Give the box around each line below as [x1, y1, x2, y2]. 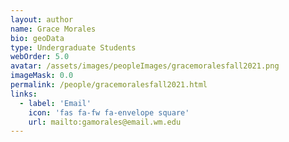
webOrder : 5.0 [10, 52, 70, 62]
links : [10, 89, 38, 99]
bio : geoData [10, 33, 65, 43]
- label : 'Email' [19, 98, 92, 108]
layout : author [10, 14, 74, 25]
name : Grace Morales [10, 24, 97, 34]
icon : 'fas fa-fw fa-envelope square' [28, 107, 190, 118]
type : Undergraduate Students [10, 42, 137, 53]
